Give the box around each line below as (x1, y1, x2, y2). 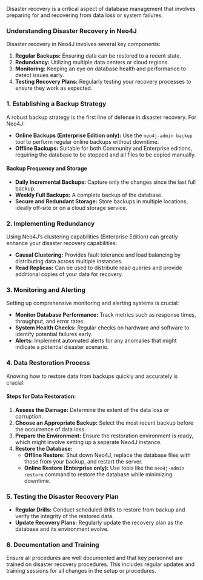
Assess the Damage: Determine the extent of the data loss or (15, 406, 170, 413)
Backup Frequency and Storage (6, 165, 88, 172)
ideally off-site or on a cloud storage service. (15, 204, 128, 211)
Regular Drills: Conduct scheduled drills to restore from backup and (15, 506, 185, 513)
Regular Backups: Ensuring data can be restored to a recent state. (15, 52, 182, 59)
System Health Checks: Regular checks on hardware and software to (15, 324, 190, 331)
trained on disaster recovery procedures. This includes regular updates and (6, 561, 195, 568)
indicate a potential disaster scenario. (15, 343, 109, 351)
